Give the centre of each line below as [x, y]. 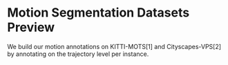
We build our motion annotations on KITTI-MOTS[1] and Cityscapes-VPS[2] [114, 46]
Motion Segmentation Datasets [98, 13]
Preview [31, 27]
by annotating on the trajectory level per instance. [78, 54]
